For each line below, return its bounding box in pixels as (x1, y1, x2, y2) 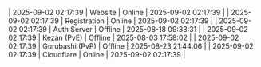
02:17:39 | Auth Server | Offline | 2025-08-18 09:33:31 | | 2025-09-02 (18, 25, 249, 33)
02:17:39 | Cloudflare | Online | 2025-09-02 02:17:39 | (8, 50, 186, 59)
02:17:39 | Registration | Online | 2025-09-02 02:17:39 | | (30, 16, 218, 26)
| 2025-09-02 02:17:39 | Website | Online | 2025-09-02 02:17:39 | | (8, 8, 230, 17)
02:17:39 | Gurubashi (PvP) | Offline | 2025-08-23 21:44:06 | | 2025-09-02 (8, 41, 254, 51)
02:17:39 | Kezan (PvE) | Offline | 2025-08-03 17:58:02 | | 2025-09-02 (8, 33, 239, 42)
